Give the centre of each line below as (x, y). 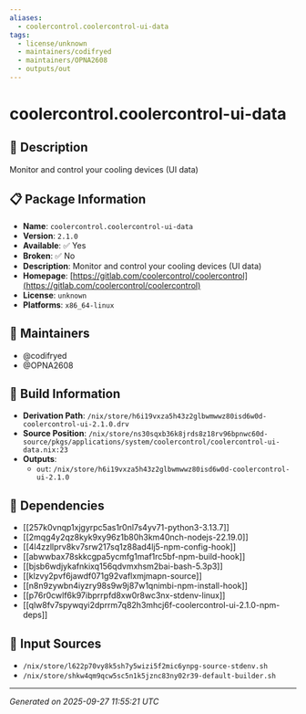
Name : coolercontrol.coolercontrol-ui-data (108, 226)
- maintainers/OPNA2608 (62, 60)
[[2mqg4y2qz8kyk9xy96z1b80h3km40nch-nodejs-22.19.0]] (135, 537)
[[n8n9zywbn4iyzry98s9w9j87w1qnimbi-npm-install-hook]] (135, 586)
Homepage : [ (48, 276)
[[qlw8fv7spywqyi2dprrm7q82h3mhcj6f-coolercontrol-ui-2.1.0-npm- (151, 605)
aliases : (26, 18)
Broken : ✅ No (49, 256)
